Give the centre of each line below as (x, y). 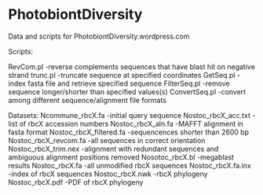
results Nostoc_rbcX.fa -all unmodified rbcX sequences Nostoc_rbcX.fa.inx (130, 165)
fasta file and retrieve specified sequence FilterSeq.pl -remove (128, 83)
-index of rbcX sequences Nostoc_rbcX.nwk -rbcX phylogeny (108, 174)
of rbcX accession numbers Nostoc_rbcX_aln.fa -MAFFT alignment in (131, 123)
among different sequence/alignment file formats (88, 100)
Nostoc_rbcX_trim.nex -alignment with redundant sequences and (113, 149)
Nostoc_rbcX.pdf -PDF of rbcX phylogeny (76, 182)
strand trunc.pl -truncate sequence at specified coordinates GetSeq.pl (122, 75)
